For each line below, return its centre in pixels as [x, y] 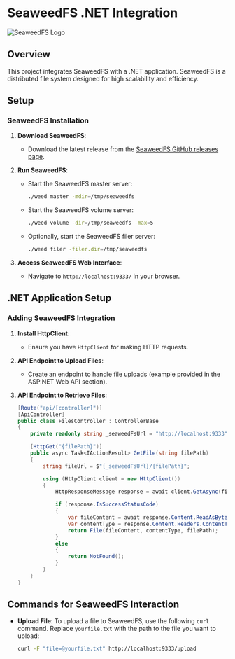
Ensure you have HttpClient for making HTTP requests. [108, 347]
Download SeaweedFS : [52, 136]
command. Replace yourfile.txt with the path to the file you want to [117, 629]
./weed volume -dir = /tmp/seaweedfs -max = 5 [91, 223]
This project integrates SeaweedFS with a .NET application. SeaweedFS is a [116, 71]
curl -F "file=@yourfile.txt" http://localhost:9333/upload [107, 649]
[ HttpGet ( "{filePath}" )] [66, 447]
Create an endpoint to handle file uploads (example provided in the [124, 374]
